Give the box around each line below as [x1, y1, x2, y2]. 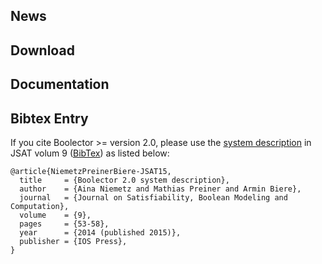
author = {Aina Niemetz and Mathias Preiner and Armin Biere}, [19, 184, 302, 194]
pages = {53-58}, [19, 219, 110, 229]
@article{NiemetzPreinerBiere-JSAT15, [10, 166, 172, 176]
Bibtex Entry [10, 110, 89, 127]
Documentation [10, 76, 110, 93]
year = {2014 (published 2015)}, [19, 227, 182, 238]
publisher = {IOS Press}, [19, 236, 128, 246]
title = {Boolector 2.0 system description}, [19, 175, 230, 185]
